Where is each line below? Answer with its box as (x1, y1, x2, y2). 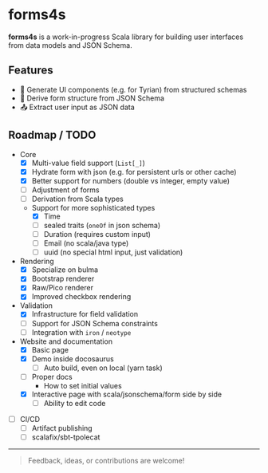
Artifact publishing (31, 424, 93, 433)
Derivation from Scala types (31, 194, 124, 203)
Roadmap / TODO (8, 128, 97, 142)
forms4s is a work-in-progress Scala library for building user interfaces (8, 32, 244, 41)
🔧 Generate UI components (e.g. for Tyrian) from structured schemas (19, 85, 247, 94)
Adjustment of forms (31, 185, 100, 195)
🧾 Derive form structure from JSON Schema (19, 93, 165, 103)
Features (8, 64, 53, 77)
